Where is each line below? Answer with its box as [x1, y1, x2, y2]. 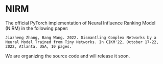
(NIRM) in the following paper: [5, 25, 69, 31]
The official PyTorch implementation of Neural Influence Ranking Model [5, 20, 156, 26]
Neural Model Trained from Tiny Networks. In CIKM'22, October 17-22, [5, 39, 159, 45]
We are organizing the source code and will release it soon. [5, 53, 130, 59]
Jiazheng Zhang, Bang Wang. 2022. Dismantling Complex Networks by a [5, 35, 157, 40]
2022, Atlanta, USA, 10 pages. [5, 44, 72, 49]
